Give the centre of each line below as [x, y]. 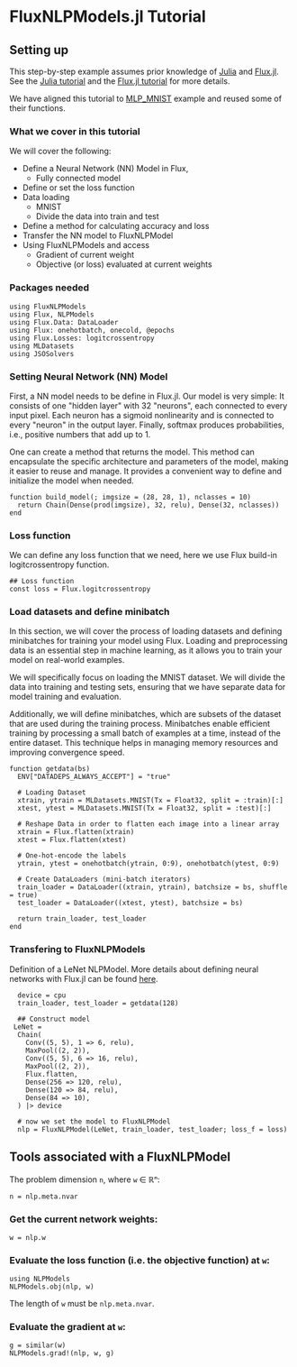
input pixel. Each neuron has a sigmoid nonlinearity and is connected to [142, 415]
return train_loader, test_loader [82, 919]
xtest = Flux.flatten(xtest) [72, 840]
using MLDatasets [42, 346]
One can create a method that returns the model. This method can [132, 452]
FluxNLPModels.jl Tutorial [108, 17]
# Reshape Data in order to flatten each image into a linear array [148, 824]
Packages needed [49, 288]
